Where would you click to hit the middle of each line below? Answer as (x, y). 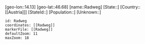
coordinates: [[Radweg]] (30, 25)
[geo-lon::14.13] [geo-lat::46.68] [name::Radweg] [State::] (62, 7)
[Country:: (130, 7)
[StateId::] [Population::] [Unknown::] (65, 12)
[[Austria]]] (16, 12)
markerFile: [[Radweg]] (29, 29)
